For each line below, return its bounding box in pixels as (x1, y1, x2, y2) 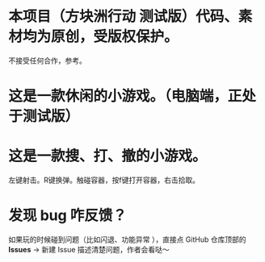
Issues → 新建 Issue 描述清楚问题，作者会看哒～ (8, 245, 170, 254)
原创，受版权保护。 (51, 27, 179, 46)
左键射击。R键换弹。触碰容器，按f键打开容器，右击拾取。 (8, 175, 200, 185)
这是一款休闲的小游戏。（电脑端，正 (8, 87, 242, 106)
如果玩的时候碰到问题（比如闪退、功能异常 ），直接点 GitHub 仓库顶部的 (8, 235, 246, 244)
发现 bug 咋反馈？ (8, 206, 128, 225)
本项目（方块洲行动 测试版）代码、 (8, 7, 238, 26)
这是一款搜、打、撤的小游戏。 (8, 147, 208, 165)
